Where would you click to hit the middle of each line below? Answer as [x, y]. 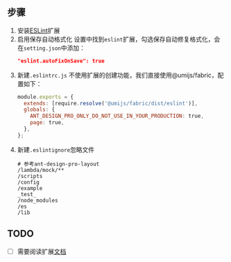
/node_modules [37, 200]
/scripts [30, 176]
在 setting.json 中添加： [51, 48]
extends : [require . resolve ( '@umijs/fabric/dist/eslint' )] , [111, 103]
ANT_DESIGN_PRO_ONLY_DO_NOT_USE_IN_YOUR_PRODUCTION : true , [117, 116]
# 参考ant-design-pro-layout [58, 164]
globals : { [40, 110]
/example [30, 188]
